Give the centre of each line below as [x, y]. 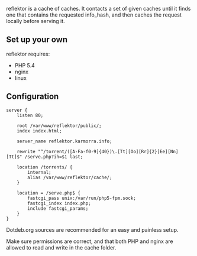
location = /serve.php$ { [49, 193]
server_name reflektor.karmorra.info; [64, 141]
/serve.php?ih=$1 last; [54, 157]
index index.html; [39, 131]
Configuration [33, 97]
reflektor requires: [28, 54]
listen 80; [30, 115]
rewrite [26, 151]
